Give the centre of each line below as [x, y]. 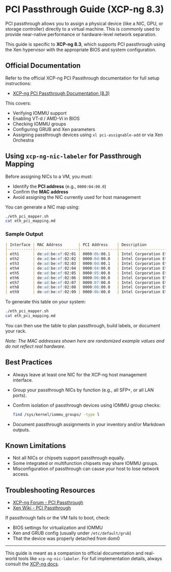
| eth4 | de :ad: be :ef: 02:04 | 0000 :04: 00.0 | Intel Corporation [83, 268]
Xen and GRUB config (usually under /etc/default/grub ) [72, 533]
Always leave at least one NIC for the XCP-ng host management [80, 374]
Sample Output [24, 234]
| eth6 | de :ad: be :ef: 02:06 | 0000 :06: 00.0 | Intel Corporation [83, 278]
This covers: [18, 103]
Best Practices [29, 362]
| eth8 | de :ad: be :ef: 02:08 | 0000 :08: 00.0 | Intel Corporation [83, 287]
